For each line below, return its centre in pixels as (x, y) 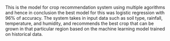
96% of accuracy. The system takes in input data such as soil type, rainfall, (84, 18)
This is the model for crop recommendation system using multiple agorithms (85, 7)
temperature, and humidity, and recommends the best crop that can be (80, 23)
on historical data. (24, 34)
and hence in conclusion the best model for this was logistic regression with (85, 13)
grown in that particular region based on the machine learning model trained (85, 29)
